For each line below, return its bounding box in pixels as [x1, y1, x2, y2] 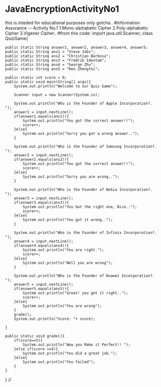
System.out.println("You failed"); [23, 359, 96, 364]
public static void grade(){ [5, 333, 65, 338]
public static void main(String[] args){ [5, 79, 91, 84]
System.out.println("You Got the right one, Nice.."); [23, 204, 137, 209]
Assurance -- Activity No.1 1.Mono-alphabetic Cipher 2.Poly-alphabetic [5, 25, 149, 31]
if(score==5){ [14, 338, 43, 343]
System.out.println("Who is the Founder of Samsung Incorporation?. [14, 144, 157, 149]
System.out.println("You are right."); [23, 247, 105, 252]
